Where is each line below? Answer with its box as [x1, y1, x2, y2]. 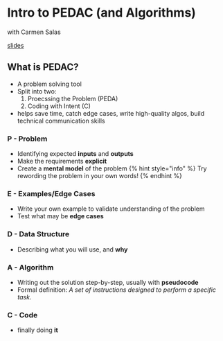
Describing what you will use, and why [17, 245, 128, 254]
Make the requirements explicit [17, 157, 107, 166]
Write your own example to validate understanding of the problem [17, 204, 205, 213]
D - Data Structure [7, 229, 70, 239]
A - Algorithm [7, 262, 54, 272]
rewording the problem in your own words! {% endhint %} [17, 172, 182, 180]
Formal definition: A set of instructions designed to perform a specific [17, 286, 217, 294]
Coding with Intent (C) [27, 102, 91, 110]
